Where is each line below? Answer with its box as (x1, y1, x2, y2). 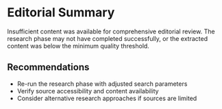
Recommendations (7, 61, 90, 73)
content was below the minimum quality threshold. (7, 42, 149, 50)
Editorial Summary (7, 5, 115, 20)
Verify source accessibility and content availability (16, 87, 159, 95)
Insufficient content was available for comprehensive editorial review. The (7, 27, 215, 35)
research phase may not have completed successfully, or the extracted (7, 34, 208, 42)
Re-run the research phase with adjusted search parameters (16, 80, 188, 88)
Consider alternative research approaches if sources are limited (16, 94, 197, 102)
